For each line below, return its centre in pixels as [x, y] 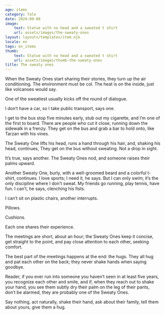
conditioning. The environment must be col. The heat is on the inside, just [80, 84]
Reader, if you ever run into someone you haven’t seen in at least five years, [82, 276]
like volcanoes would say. [31, 89]
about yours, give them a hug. [35, 307]
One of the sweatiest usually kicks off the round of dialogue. [66, 99]
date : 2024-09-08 [23, 19]
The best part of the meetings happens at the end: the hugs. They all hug [79, 257]
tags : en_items [21, 46]
